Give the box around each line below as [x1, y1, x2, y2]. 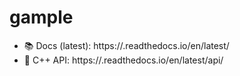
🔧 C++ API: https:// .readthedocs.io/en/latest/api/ [23, 54, 224, 66]
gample [9, 6, 74, 29]
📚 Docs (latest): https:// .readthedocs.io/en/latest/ [23, 39, 230, 51]
